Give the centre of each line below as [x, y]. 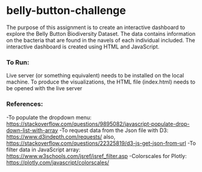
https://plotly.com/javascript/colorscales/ [58, 162]
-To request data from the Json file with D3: [114, 130]
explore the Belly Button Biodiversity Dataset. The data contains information [101, 33]
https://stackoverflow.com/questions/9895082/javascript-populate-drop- [98, 124]
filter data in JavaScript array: [43, 150]
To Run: [18, 62]
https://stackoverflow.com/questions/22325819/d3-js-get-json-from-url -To [101, 143]
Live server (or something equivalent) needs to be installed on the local [95, 76]
